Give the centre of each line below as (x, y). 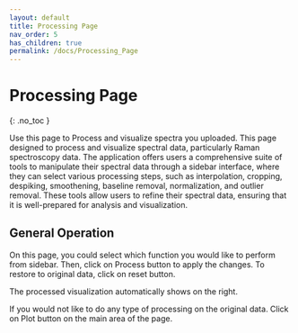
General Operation (62, 234)
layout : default (39, 18)
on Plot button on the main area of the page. (91, 318)
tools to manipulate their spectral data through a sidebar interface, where (145, 166)
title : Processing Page (54, 26)
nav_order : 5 (34, 34)
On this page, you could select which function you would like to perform (142, 255)
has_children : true (46, 43)
